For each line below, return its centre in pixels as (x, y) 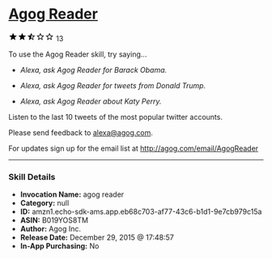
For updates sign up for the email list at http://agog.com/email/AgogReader (134, 148)
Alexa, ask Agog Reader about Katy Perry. (91, 101)
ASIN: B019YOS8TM (54, 220)
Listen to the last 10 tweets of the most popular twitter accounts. (115, 117)
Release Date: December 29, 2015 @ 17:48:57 (97, 238)
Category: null (45, 203)
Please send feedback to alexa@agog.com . (81, 132)
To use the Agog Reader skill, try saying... (78, 54)
